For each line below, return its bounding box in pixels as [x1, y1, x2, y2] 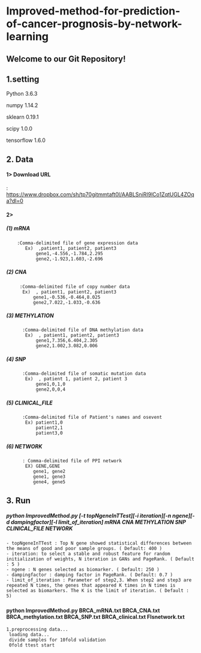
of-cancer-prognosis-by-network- [6, 17, 182, 31]
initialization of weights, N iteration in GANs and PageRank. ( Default [6, 556, 195, 562]
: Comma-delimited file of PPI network [22, 458, 122, 464]
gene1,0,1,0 [35, 381, 66, 388]
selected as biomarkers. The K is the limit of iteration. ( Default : [6, 587, 189, 593]
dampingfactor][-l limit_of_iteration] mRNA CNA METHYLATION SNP [11, 519, 186, 526]
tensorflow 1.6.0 [6, 137, 46, 144]
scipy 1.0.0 [6, 125, 33, 132]
